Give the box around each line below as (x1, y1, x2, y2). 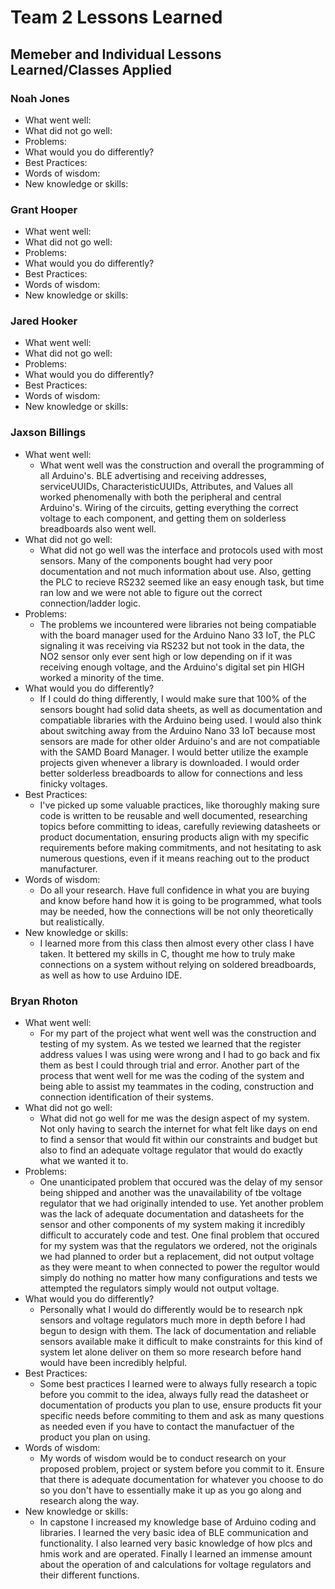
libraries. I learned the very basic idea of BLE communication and (39, 1527, 309, 1539)
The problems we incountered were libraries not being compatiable (39, 618, 317, 630)
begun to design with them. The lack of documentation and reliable (39, 1325, 317, 1337)
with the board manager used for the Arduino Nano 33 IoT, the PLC (39, 629, 316, 641)
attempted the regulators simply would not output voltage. (39, 1282, 280, 1295)
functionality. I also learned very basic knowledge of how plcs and (39, 1537, 313, 1550)
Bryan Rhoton (10, 994, 78, 1008)
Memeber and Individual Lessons (10, 46, 222, 63)
